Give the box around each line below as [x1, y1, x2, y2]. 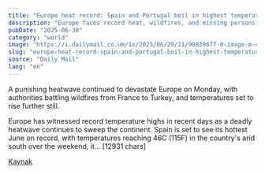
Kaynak [8, 157, 33, 166]
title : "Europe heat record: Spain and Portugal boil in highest [8, 11, 227, 20]
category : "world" [8, 33, 69, 42]
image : [8, 41, 30, 49]
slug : [8, 48, 26, 56]
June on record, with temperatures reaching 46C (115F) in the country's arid [8, 133, 256, 143]
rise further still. [8, 101, 60, 110]
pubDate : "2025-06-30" [8, 26, 83, 34]
